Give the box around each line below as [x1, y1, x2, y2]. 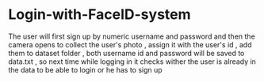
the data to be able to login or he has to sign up [8, 65, 163, 74]
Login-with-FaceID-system [8, 6, 192, 24]
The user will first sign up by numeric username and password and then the [8, 32, 255, 41]
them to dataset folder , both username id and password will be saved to [8, 48, 245, 58]
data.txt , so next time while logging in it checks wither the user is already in [8, 57, 256, 66]
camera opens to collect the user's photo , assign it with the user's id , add [8, 39, 252, 49]
